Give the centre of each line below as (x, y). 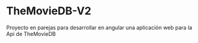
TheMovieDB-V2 (49, 11)
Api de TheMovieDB (31, 33)
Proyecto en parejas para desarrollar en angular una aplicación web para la (99, 27)
